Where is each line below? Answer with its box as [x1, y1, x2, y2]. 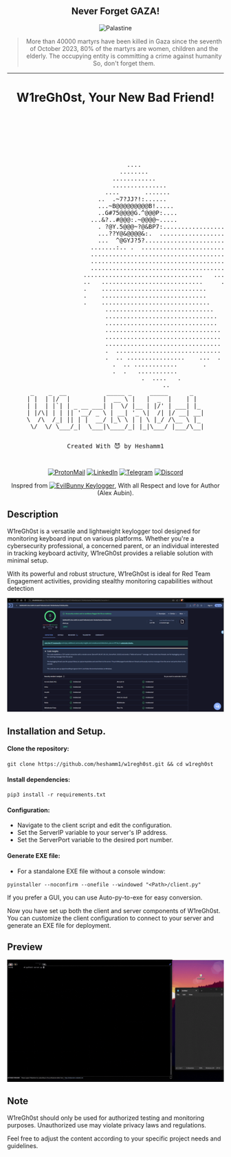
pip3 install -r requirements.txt [7, 791, 107, 798]
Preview [7, 941, 43, 952]
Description [7, 509, 58, 521]
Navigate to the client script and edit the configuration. [16, 821, 173, 829]
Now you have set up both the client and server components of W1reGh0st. [7, 906, 221, 915]
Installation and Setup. [7, 725, 107, 737]
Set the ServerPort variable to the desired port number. [16, 836, 173, 844]
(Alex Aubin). [97, 488, 134, 497]
